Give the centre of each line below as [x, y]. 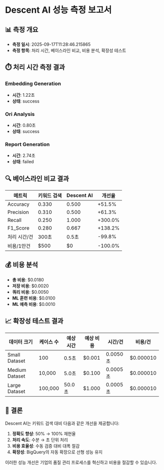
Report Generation [28, 144]
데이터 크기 [21, 342]
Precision [18, 212]
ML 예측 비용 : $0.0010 [34, 304]
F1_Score [19, 228]
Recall [15, 220]
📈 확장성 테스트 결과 [34, 321]
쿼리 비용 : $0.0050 [30, 292]
